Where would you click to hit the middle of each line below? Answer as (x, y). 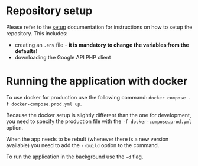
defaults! (26, 51)
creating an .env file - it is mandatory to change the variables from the (102, 45)
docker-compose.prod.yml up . (47, 104)
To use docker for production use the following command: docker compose (96, 97)
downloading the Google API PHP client (63, 57)
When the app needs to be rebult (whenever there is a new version (87, 139)
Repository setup (49, 11)
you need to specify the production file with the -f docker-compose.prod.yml (99, 121)
